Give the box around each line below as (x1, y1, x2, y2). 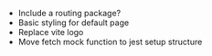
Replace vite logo (17, 27, 84, 37)
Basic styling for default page (17, 17, 130, 28)
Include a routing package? (17, 8, 122, 18)
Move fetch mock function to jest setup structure (17, 36, 203, 47)
